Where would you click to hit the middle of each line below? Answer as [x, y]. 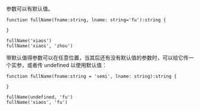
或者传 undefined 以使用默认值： [67, 65]
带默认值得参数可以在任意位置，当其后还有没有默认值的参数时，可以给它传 [97, 58]
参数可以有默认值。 [30, 9]
